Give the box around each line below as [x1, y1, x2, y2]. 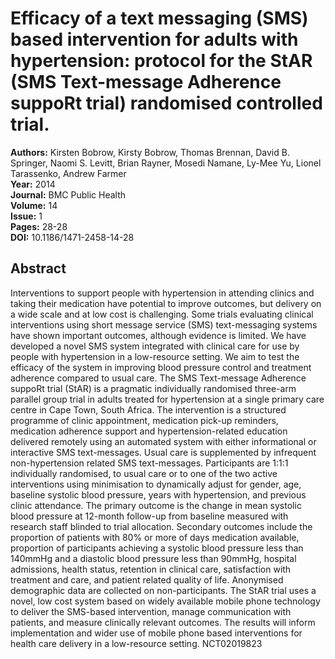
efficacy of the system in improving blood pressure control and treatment [10, 361, 312, 373]
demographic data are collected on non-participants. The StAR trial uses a [10, 584, 317, 596]
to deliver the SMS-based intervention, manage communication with [10, 605, 292, 617]
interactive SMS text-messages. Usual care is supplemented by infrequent [10, 446, 317, 458]
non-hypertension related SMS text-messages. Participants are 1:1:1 [10, 457, 289, 469]
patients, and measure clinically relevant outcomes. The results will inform [10, 616, 316, 628]
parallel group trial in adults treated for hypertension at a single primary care [10, 393, 325, 405]
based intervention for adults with [10, 28, 299, 51]
